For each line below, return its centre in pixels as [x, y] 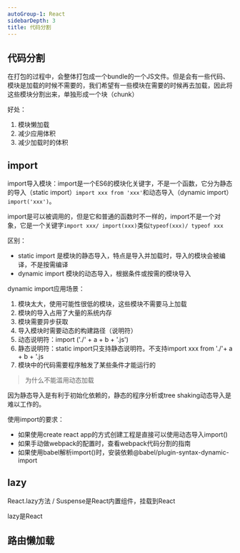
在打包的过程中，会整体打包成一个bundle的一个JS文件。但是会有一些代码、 [119, 76]
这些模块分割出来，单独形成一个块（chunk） [73, 94]
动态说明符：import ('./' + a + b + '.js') [73, 339]
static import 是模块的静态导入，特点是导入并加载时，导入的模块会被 [119, 255]
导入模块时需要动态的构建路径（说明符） [77, 330]
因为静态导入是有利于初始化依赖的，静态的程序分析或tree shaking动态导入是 [120, 395]
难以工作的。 [26, 404]
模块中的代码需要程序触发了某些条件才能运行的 [86, 365]
